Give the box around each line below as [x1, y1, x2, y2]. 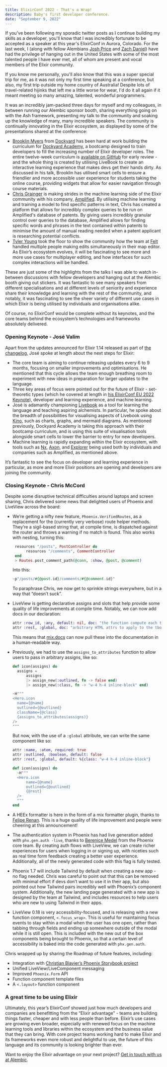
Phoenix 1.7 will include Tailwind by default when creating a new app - [12, 868, 156, 874]
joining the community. [5, 469, 52, 475]
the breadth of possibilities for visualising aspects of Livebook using [12, 412, 152, 418]
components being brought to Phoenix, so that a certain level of [12, 935, 143, 941]
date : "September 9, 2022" [5, 16, 61, 21]
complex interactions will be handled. [12, 259, 89, 266]
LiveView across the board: [5, 504, 61, 510]
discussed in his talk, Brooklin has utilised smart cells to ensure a [12, 170, 146, 176]
